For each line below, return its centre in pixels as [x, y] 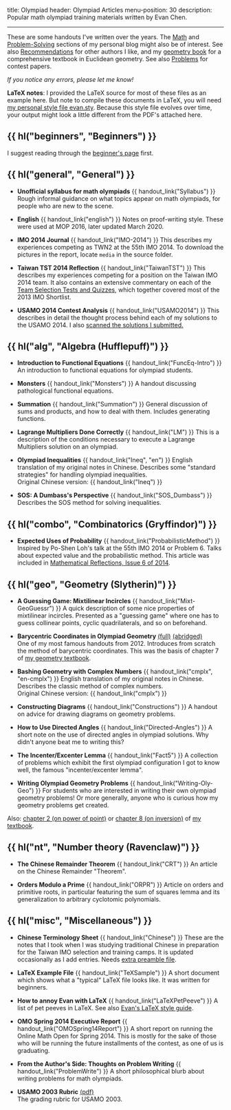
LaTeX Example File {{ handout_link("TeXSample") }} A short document [118, 972]
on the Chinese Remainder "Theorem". [72, 871]
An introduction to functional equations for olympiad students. [105, 370]
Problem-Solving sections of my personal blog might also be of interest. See [115, 44]
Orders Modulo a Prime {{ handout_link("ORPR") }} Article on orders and [120, 884]
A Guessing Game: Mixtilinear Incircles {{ [77, 601]
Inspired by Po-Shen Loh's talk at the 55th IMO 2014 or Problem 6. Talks [119, 548]
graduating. [33, 1050]
